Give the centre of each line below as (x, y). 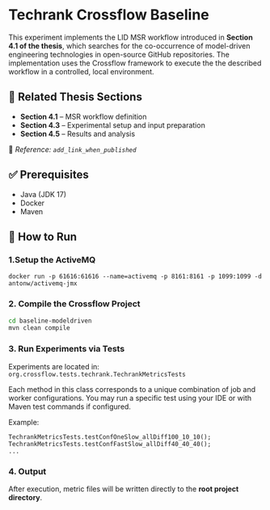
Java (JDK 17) (43, 194)
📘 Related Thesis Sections (76, 97)
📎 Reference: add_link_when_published (72, 149)
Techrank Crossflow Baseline (109, 15)
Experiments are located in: (54, 366)
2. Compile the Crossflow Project (74, 304)
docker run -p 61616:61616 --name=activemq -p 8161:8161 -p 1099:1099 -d (135, 276)
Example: (24, 422)
